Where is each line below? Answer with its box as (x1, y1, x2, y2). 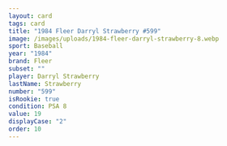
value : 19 (8, 110, 42, 118)
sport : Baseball (8, 42, 63, 50)
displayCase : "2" (8, 118, 67, 126)
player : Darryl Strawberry (8, 72, 100, 80)
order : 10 (8, 125, 42, 133)
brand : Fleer (8, 58, 53, 66)
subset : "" (8, 65, 45, 73)
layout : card (8, 11, 53, 20)
